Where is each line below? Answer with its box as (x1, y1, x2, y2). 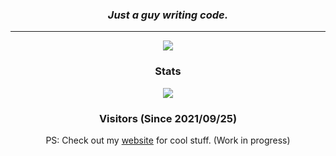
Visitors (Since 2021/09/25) (98, 111, 238, 125)
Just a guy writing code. (107, 8, 229, 22)
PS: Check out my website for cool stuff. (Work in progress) (45, 134, 291, 146)
